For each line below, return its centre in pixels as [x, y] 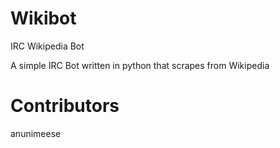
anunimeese [36, 133]
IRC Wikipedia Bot [47, 46]
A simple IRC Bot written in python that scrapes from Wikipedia [140, 65]
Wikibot [43, 18]
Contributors [65, 106]
